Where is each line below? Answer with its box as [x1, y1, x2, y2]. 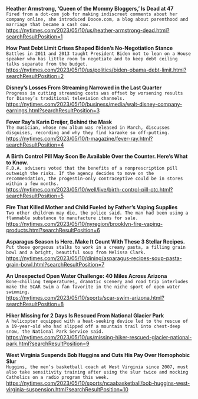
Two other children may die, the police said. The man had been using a [6, 210, 189, 216]
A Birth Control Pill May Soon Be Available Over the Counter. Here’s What [6, 153, 188, 160]
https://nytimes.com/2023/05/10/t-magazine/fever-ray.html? [6, 135, 153, 142]
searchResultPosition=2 [6, 73, 64, 79]
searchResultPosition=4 [6, 141, 64, 148]
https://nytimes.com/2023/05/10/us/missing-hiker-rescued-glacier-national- [6, 334, 192, 340]
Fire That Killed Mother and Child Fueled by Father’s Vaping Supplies [6, 204, 178, 210]
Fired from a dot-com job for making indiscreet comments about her [6, 11, 178, 17]
